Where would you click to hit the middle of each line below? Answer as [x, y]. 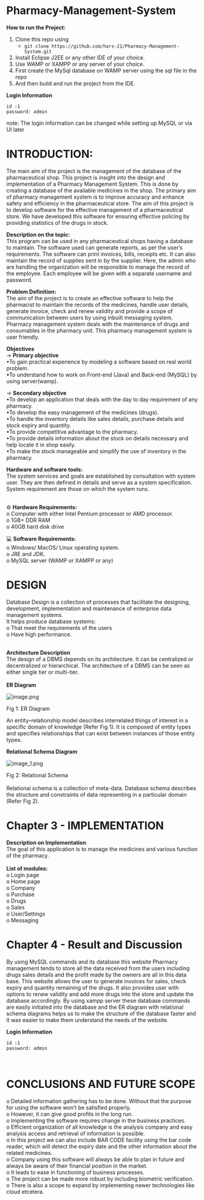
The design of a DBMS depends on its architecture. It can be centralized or [100, 659]
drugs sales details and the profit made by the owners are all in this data [97, 975]
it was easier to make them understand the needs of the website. [87, 1020]
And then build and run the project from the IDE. [75, 83]
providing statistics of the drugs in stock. [57, 222]
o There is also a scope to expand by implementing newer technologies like [100, 1185]
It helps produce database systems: [51, 621]
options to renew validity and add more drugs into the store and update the [100, 994]
